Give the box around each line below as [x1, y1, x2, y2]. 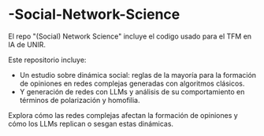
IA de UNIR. [8, 39, 46, 49]
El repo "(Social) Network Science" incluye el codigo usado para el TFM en [8, 31, 252, 41]
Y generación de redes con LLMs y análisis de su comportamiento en [19, 86, 245, 96]
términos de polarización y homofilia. [19, 95, 140, 105]
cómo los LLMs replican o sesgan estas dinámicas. [8, 119, 174, 128]
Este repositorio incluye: [8, 55, 87, 64]
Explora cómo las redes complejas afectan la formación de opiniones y [8, 110, 238, 119]
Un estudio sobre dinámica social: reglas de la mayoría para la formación [19, 70, 257, 79]
